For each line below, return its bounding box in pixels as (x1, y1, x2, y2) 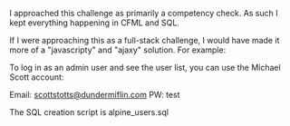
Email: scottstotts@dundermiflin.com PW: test (9, 90, 180, 100)
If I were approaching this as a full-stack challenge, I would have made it (9, 35, 280, 45)
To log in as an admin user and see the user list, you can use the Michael (9, 63, 281, 73)
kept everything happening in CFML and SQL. (9, 17, 179, 28)
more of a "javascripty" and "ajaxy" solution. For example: (9, 44, 227, 55)
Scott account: (9, 72, 64, 82)
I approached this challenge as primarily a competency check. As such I (9, 8, 278, 18)
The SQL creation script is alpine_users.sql (9, 107, 169, 117)
